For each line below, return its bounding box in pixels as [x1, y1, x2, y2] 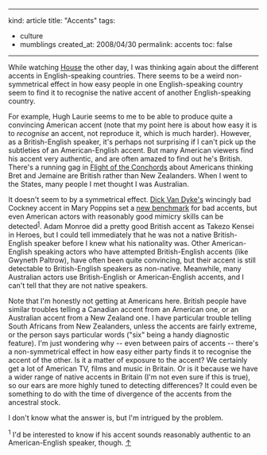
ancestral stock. [8, 397, 61, 406]
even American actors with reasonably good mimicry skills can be [8, 212, 224, 221]
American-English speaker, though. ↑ [8, 438, 132, 448]
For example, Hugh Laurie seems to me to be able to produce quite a [8, 112, 233, 121]
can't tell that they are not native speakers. [8, 280, 149, 290]
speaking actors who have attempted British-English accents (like [33, 247, 249, 256]
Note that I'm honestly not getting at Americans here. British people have [8, 296, 247, 305]
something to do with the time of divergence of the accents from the [8, 389, 232, 399]
